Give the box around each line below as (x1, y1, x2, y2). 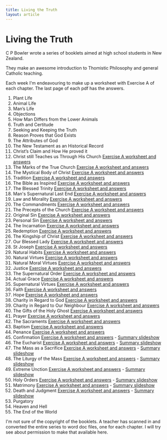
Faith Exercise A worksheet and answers (12, 286, 97, 293)
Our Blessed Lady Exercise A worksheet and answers (12, 239, 123, 245)
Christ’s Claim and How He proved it (12, 148, 88, 154)
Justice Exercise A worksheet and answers (12, 265, 102, 271)
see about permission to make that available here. (5, 429, 108, 435)
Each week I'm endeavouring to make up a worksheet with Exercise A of (5, 80, 154, 86)
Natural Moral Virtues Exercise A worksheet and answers (12, 260, 130, 266)
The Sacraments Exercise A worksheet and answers (12, 318, 120, 324)
